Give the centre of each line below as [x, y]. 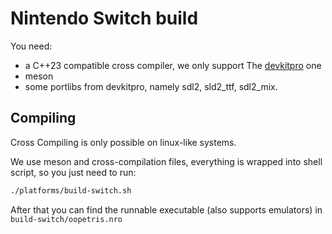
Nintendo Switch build [104, 18]
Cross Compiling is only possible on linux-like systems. [123, 142]
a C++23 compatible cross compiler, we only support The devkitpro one [173, 65]
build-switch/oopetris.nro [66, 219]
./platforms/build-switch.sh [71, 190]
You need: [31, 46]
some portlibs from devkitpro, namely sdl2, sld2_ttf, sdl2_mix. [151, 86]
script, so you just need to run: [73, 172]
